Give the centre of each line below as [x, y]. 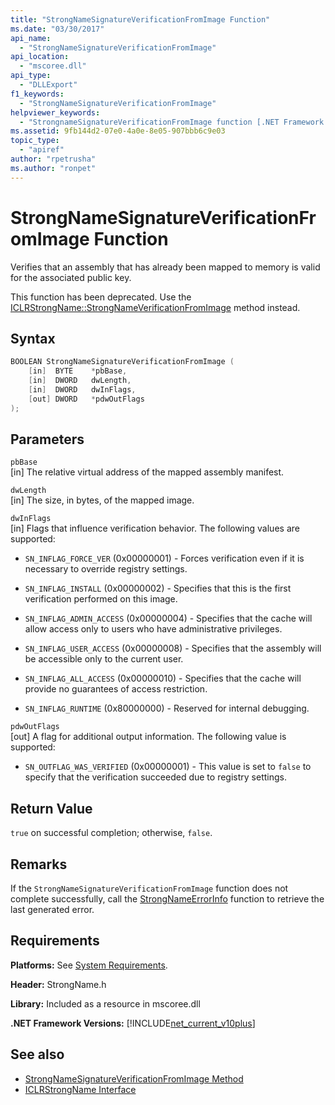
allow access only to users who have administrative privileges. [153, 629]
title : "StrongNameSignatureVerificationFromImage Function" [140, 19]
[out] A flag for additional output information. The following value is [148, 737]
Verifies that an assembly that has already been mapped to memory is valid [165, 267]
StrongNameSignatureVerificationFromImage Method [134, 1078]
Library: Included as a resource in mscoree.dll [105, 1003]
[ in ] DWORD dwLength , [80, 381]
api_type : [31, 76]
